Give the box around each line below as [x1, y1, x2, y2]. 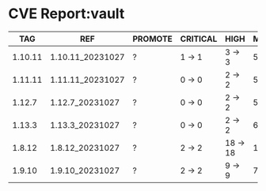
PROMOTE [132, 33, 173, 44]
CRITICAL [180, 33, 218, 44]
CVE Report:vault [8, 5, 125, 23]
